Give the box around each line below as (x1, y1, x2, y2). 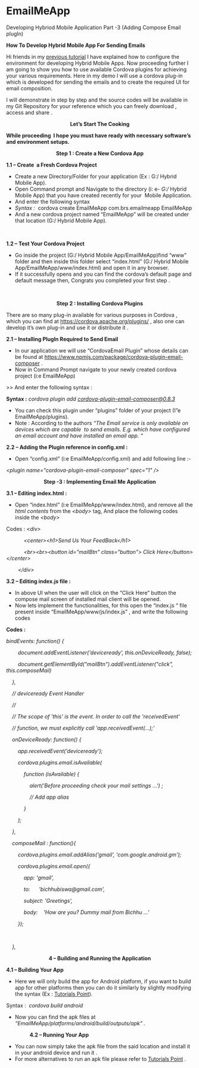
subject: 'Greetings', (23, 897, 73, 904)
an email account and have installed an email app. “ (14, 432, 144, 439)
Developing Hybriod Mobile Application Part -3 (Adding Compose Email (6, 24, 181, 31)
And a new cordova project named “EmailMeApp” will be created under (14, 210, 189, 218)
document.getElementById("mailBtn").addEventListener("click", (17, 660, 173, 667)
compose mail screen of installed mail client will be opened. (14, 596, 162, 603)
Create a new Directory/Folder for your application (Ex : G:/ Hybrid (14, 172, 177, 179)
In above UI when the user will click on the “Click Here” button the (14, 589, 176, 596)
